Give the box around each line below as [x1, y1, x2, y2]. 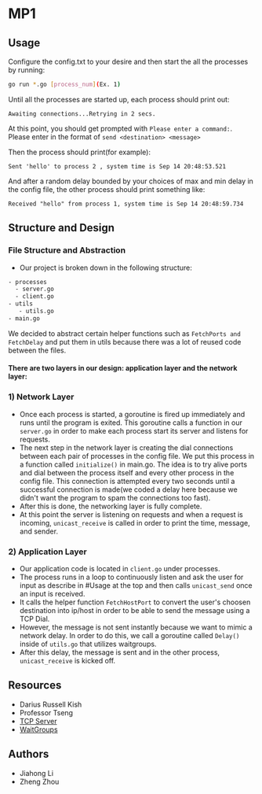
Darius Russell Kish [19, 700, 82, 709]
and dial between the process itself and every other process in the [19, 467, 235, 477]
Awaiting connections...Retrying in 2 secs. [8, 109, 156, 118]
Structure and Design [8, 221, 115, 235]
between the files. [8, 345, 67, 355]
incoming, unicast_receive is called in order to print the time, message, [19, 518, 250, 527]
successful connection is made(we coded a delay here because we [19, 485, 238, 494]
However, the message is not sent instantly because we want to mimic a [19, 622, 253, 632]
